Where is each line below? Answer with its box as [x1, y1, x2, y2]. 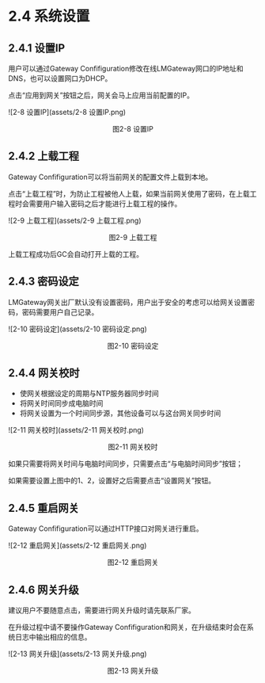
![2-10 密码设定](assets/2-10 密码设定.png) [8, 324, 148, 334]
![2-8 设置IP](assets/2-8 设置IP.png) [8, 108, 127, 116]
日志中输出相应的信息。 [14, 632, 92, 642]
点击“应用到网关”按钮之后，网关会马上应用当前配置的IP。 [8, 90, 195, 100]
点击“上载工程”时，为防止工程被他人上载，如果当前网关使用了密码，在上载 [8, 189, 251, 198]
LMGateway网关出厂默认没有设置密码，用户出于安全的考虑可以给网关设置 [8, 297, 248, 307]
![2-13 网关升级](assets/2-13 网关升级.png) [8, 649, 148, 658]
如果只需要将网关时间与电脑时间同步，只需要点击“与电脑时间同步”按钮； [8, 459, 244, 468]
